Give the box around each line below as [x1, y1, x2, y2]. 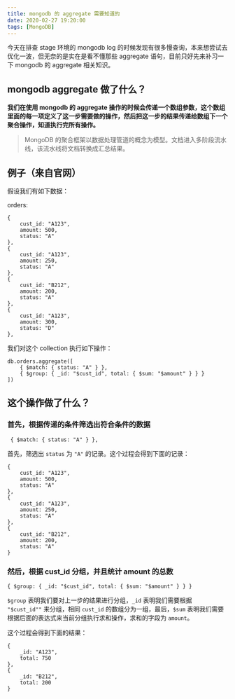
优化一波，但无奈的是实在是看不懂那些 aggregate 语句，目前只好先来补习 [7, 52, 218, 60]
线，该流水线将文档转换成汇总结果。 [24, 144, 129, 153]
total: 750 [20, 654, 52, 662]
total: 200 [20, 679, 52, 686]
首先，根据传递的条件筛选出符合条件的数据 [7, 420, 151, 429]
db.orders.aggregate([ [7, 358, 73, 365]
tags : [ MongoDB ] [7, 23, 55, 30]
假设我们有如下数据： [7, 187, 69, 195]
